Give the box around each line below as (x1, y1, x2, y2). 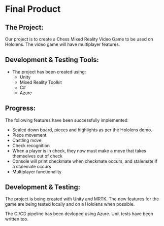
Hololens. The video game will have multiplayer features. (5, 41, 120, 47)
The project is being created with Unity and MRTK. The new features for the (5, 196, 159, 202)
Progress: (5, 104, 36, 113)
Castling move (12, 137, 42, 143)
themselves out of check (12, 153, 63, 159)
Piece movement (12, 132, 47, 138)
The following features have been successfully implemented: (5, 117, 129, 123)
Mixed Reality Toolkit (19, 79, 62, 85)
